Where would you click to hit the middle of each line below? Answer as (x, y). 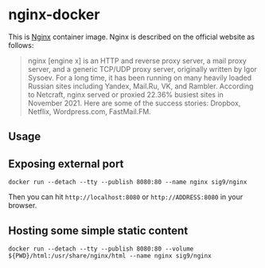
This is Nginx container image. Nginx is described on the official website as (132, 37)
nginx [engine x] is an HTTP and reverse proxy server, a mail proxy (137, 61)
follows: (21, 45)
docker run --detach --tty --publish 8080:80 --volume (101, 249)
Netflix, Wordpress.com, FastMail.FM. (89, 111)
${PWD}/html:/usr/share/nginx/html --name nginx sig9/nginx (110, 256)
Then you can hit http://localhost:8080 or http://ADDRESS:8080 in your (126, 197)
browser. (23, 206)
